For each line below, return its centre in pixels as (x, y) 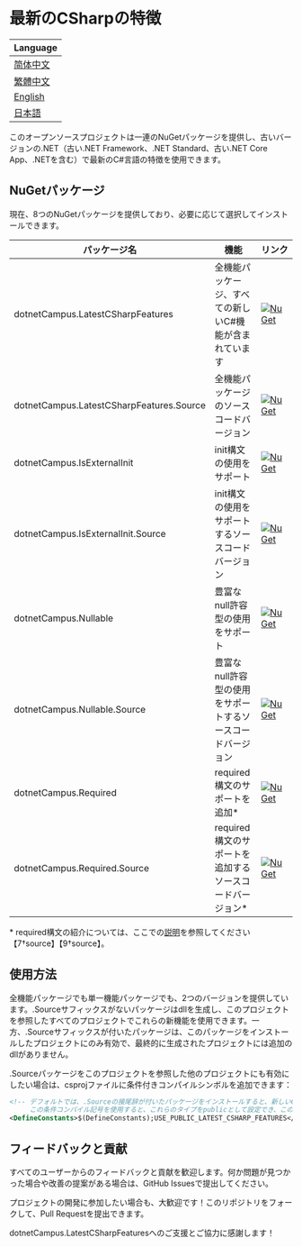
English (29, 96)
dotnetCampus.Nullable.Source (80, 709)
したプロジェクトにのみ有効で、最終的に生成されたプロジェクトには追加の (155, 1042)
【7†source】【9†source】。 (59, 943)
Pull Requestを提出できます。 (94, 1214)
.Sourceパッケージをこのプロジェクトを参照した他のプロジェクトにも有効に (150, 1073)
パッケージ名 (110, 250)
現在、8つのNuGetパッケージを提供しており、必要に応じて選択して (133, 214)
